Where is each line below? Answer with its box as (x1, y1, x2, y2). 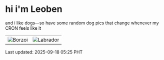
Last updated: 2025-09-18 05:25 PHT (5, 49, 83, 55)
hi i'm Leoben (5, 3, 62, 15)
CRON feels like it (5, 25, 41, 31)
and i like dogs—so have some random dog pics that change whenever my (5, 20, 159, 26)
